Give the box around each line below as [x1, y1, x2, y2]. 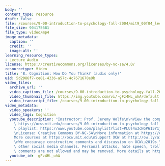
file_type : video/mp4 [5, 30, 50, 35]
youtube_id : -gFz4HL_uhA [9, 153, 60, 158]
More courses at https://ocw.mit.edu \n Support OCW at [14, 135, 126, 140]
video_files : [5, 80, 32, 85]
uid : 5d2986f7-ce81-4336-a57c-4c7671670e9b [5, 76, 96, 81]
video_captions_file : [9, 89, 54, 94]
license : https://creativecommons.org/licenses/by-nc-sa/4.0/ [5, 62, 135, 67]
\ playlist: [14, 126, 38, 131]
